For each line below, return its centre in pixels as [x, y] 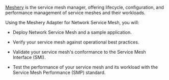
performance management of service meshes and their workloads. [75, 13]
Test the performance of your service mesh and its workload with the [85, 67]
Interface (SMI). [29, 57]
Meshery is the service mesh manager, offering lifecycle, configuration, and [85, 7]
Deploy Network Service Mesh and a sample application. [72, 32]
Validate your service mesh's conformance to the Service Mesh [79, 52]
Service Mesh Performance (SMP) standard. [59, 72]
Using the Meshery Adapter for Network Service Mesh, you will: [72, 23]
